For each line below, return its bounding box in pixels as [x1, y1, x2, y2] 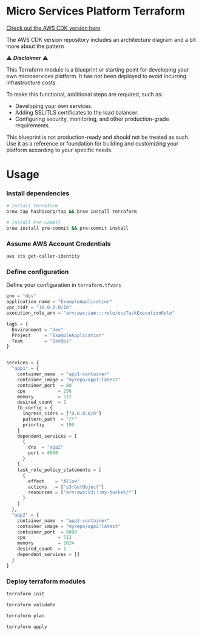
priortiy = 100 [22, 421, 75, 428]
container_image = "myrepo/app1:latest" [17, 377, 121, 383]
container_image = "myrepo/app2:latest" [17, 523, 121, 529]
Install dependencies [6, 189, 70, 198]
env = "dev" [6, 293, 36, 300]
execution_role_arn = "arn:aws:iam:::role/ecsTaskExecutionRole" [6, 310, 175, 316]
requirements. [15, 121, 50, 129]
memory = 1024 [17, 540, 75, 546]
